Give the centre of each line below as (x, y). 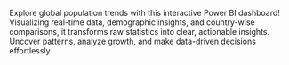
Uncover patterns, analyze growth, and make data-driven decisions (132, 41)
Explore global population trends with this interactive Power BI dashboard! (144, 13)
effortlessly (30, 51)
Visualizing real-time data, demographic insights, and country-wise (132, 22)
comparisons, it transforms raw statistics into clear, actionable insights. (139, 32)
